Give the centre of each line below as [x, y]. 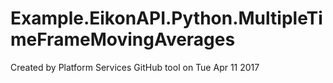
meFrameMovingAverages [123, 39]
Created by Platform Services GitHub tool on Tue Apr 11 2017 [135, 67]
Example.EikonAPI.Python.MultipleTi [166, 18]
